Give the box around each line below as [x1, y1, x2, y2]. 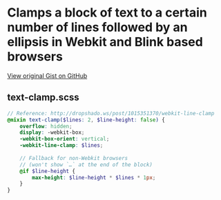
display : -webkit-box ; [19, 129, 85, 136]
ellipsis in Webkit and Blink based [7, 34, 204, 50]
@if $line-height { [19, 168, 76, 174]
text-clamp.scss [7, 92, 79, 103]
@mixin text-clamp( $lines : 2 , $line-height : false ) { [7, 116, 166, 123]
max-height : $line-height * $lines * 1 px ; [32, 174, 156, 181]
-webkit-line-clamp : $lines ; [19, 142, 104, 149]
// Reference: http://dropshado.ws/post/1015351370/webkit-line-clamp [7, 110, 215, 117]
